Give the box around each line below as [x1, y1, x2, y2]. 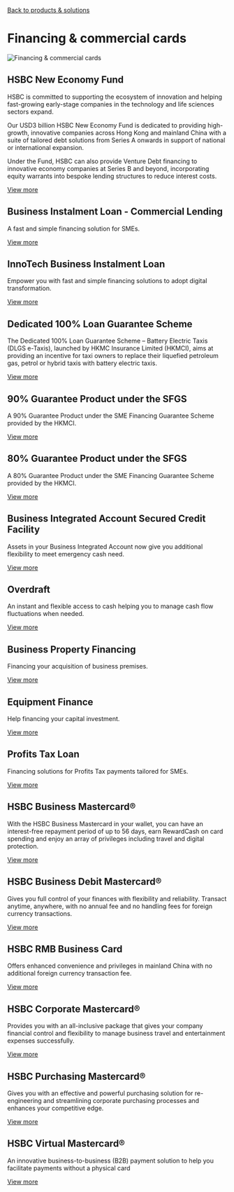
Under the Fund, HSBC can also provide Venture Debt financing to [7, 157, 198, 165]
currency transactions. [7, 909, 73, 917]
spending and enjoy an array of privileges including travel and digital [7, 834, 205, 843]
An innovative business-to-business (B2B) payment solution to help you [7, 1156, 214, 1165]
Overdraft [7, 584, 50, 596]
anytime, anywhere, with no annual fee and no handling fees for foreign [7, 902, 213, 910]
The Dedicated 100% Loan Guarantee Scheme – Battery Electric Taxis [7, 336, 208, 345]
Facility [7, 523, 41, 535]
